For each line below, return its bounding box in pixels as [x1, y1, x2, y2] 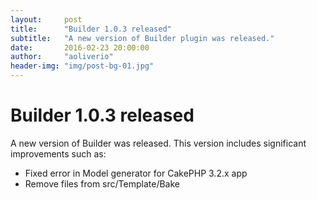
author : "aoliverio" [10, 52, 114, 62]
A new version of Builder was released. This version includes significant [10, 137, 307, 149]
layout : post [10, 14, 83, 25]
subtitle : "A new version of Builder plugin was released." [10, 33, 275, 43]
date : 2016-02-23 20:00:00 [10, 42, 150, 53]
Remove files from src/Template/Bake [24, 177, 180, 190]
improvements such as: [10, 147, 107, 160]
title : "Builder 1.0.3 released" [10, 24, 172, 34]
